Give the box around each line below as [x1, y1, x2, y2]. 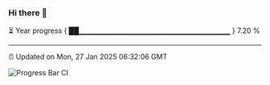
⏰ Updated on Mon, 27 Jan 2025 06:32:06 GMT [8, 52, 168, 62]
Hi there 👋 [8, 7, 48, 18]
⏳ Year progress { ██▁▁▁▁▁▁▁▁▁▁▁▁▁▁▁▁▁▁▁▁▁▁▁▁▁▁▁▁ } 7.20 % [8, 26, 260, 35]
